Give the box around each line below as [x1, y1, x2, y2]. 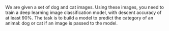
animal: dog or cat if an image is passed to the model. [5, 20, 118, 26]
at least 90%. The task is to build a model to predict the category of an [5, 15, 154, 20]
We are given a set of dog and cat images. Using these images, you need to [5, 4, 164, 10]
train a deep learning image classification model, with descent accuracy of [5, 9, 162, 15]
